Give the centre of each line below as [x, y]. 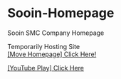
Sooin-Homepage [61, 13]
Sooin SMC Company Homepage [56, 33]
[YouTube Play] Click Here [46, 68]
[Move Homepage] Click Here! [52, 54]
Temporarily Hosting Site [44, 46]
